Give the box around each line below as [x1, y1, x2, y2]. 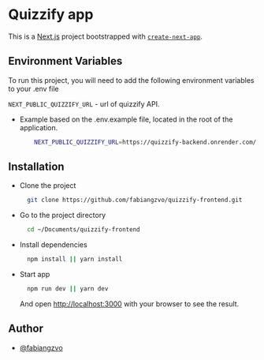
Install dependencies [19, 240, 88, 249]
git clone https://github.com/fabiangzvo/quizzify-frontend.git [27, 196, 243, 204]
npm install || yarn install [27, 255, 123, 264]
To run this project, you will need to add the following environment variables [8, 75, 255, 84]
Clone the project [19, 181, 76, 190]
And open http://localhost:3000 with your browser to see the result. [19, 298, 240, 309]
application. [19, 122, 58, 132]
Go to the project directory [19, 211, 106, 220]
